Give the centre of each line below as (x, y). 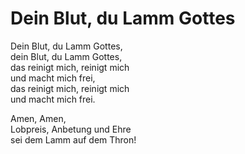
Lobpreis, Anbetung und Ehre (71, 129)
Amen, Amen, (38, 118)
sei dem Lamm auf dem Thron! (73, 139)
